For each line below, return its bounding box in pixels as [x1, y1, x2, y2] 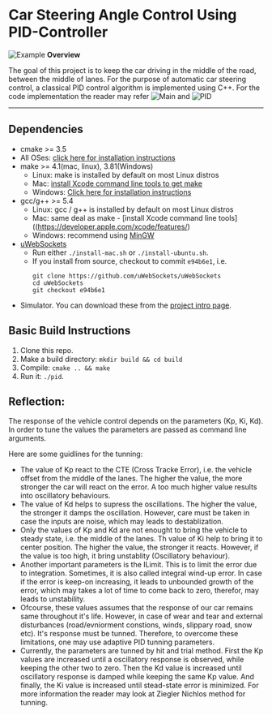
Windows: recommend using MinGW [32, 230, 155, 240]
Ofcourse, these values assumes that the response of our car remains [19, 603, 253, 613]
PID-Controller [8, 23, 108, 41]
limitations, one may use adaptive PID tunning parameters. [19, 637, 215, 647]
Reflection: [8, 394, 66, 408]
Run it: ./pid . [19, 371, 65, 381]
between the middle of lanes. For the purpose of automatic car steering [8, 74, 247, 84]
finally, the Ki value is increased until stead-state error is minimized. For [19, 680, 259, 691]
